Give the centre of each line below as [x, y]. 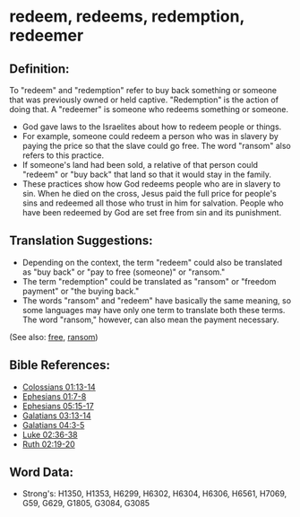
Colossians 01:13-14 [59, 387]
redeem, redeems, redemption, [127, 17]
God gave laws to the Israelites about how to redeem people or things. [152, 127]
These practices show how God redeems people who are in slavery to [151, 184]
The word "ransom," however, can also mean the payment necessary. [150, 320]
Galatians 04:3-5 [53, 425]
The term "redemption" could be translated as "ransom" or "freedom [149, 281]
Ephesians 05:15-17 [58, 406]
